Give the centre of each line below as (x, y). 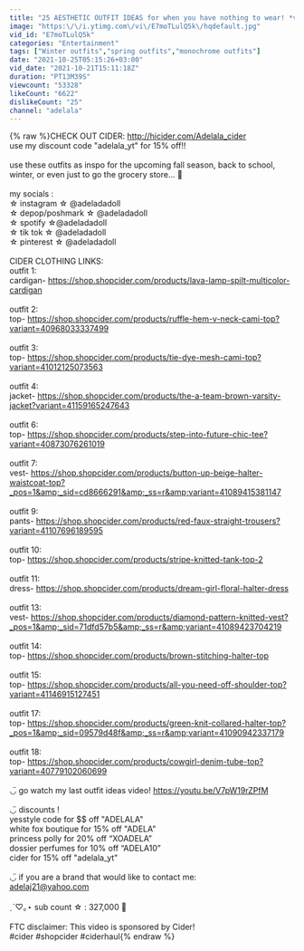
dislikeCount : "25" (46, 102)
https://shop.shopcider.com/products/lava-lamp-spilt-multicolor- (169, 281)
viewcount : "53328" (46, 85)
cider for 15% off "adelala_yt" (64, 858)
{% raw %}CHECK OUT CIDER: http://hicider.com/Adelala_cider (128, 136)
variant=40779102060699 (58, 772)
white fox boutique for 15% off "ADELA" (83, 829)
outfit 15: (26, 675)
